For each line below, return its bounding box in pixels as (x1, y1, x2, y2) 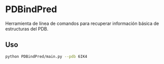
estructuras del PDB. (5, 25, 49, 31)
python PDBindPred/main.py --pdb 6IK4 (5, 54, 87, 59)
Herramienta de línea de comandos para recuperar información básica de (5, 20, 159, 26)
